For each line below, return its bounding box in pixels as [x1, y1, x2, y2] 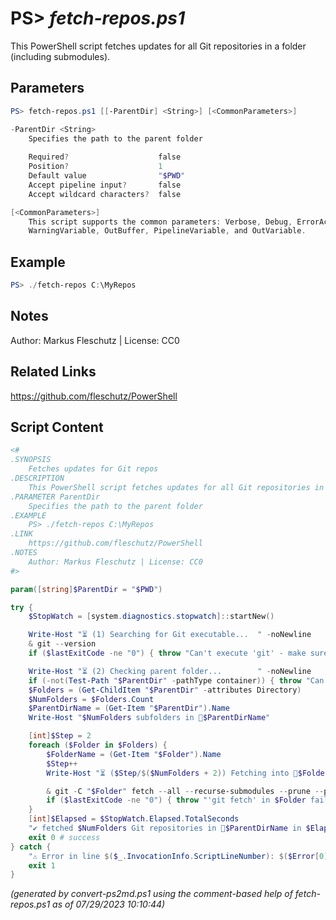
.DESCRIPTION [10, 473, 65, 483]
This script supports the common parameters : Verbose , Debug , [28, 217, 293, 227]
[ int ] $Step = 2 [28, 731, 92, 741]
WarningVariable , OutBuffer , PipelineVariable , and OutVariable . [28, 226, 307, 236]
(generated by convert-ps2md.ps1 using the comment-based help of [10, 888, 293, 900]
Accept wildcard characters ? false [28, 189, 182, 199]
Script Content [10, 418, 104, 436]
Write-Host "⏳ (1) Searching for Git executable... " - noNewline [28, 630, 312, 640]
